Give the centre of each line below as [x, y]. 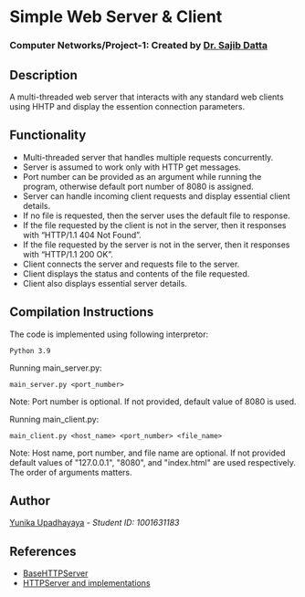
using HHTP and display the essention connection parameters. [127, 106]
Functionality [48, 136]
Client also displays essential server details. [105, 283]
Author [30, 501]
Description [43, 75]
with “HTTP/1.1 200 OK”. [68, 254]
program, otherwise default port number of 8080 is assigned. [138, 186]
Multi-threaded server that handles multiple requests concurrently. [148, 157]
